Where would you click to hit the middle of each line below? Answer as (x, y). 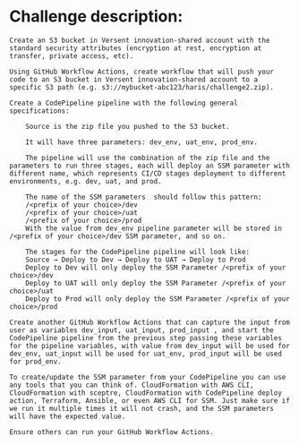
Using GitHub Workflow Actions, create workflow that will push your (142, 72)
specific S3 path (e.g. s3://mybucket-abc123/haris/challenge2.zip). (142, 87)
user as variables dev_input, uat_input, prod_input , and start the (142, 330)
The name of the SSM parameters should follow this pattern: (144, 197)
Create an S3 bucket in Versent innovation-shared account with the (140, 40)
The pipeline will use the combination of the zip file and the (148, 158)
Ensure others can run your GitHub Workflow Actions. (112, 432)
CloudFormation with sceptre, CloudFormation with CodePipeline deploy (145, 393)
